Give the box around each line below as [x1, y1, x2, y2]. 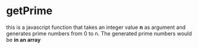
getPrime [6, 4, 53, 18]
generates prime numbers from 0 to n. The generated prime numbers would [6, 30, 192, 37]
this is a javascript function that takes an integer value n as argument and [6, 24, 186, 31]
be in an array [6, 36, 41, 43]
